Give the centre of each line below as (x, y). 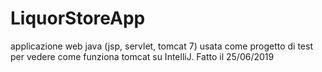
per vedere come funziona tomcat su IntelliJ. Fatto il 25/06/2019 (142, 56)
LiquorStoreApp (78, 18)
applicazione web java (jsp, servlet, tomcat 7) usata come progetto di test (161, 46)
